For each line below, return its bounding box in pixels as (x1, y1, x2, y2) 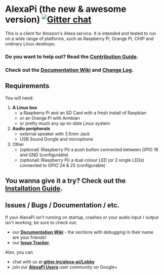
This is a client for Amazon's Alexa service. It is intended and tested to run (5, 30, 157, 36)
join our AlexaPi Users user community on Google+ (12, 264, 118, 270)
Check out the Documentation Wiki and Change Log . (5, 66, 134, 73)
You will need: (5, 95, 34, 101)
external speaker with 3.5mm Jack (19, 131, 90, 137)
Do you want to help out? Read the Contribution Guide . (5, 53, 139, 60)
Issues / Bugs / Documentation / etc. (5, 201, 120, 210)
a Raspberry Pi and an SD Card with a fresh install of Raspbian (19, 110, 147, 116)
